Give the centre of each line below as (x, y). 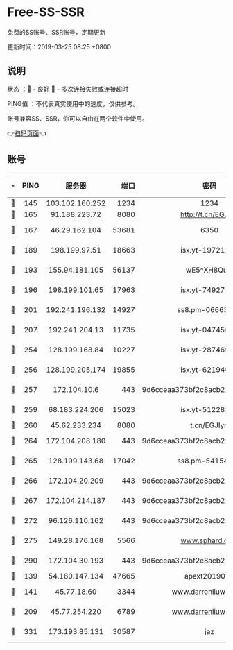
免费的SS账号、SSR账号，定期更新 (57, 32)
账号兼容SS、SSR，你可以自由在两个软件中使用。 (78, 118)
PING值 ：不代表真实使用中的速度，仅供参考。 (73, 103)
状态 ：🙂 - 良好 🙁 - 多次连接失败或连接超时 (68, 89)
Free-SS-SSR (46, 12)
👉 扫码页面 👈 (27, 133)
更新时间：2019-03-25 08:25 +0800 (59, 46)
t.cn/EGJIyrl (209, 425)
